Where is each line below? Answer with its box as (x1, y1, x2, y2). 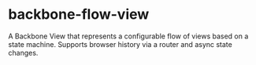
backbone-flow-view (8, 5, 150, 23)
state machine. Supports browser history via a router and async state (8, 39, 232, 49)
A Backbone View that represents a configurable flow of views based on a (8, 31, 249, 41)
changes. (8, 48, 39, 57)
